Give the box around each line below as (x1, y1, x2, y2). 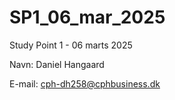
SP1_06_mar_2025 (9, 6, 166, 29)
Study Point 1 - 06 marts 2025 (9, 39, 133, 51)
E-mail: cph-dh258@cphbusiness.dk (9, 77, 161, 90)
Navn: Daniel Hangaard (9, 58, 105, 70)
